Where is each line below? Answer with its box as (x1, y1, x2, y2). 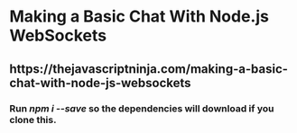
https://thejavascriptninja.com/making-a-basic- (9, 61, 289, 76)
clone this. (9, 113, 57, 126)
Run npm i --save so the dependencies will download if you (9, 102, 274, 114)
